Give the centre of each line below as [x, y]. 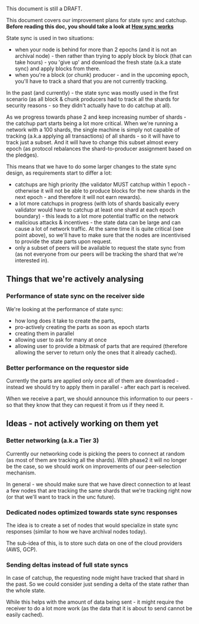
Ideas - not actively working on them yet [82, 423]
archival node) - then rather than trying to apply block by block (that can [103, 56]
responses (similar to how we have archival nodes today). [77, 531]
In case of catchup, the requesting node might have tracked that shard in [95, 578]
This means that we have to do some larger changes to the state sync [91, 167]
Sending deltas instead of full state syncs [67, 564]
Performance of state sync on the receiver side [75, 296]
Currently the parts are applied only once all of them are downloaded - [93, 380]
